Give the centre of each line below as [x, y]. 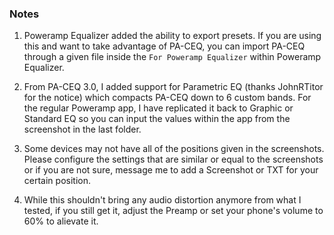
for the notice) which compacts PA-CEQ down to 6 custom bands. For [167, 98]
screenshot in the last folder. [82, 129]
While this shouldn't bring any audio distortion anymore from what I [162, 200]
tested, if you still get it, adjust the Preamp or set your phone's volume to [173, 211]
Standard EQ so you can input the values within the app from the [157, 119]
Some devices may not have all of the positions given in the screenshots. [174, 149]
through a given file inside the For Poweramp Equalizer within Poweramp [172, 57]
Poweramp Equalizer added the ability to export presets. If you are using [172, 36]
